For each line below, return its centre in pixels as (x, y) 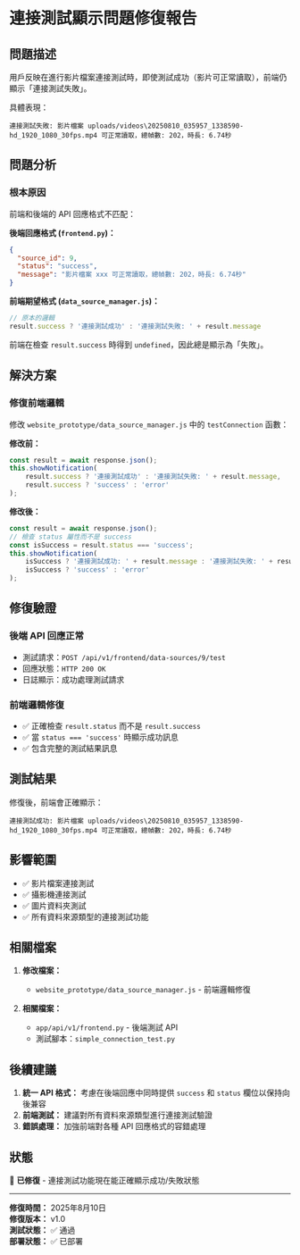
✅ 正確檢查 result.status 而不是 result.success (111, 725)
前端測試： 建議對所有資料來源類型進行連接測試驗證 (117, 1115)
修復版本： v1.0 (37, 1219)
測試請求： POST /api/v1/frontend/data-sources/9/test (124, 657)
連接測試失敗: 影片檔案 (47, 126)
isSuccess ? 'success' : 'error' (87, 570)
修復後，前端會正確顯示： (56, 802)
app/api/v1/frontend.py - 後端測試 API (107, 1027)
